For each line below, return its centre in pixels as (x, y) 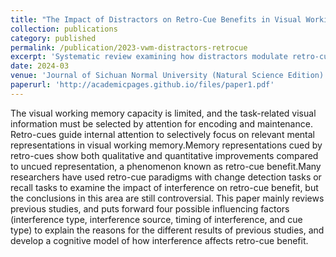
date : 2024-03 (40, 66)
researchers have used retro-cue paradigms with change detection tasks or (166, 177)
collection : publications (64, 29)
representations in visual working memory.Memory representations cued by (166, 145)
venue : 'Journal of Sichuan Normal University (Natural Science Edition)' (169, 76)
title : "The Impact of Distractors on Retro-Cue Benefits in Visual (156, 19)
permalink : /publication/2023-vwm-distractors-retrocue (129, 47)
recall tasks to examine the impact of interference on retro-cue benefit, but (164, 187)
